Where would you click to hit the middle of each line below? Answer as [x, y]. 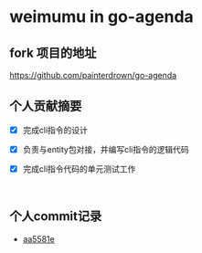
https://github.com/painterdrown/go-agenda [93, 75]
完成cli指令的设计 [55, 130]
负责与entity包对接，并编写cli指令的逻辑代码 [106, 149]
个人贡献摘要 [46, 106]
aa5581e [38, 238]
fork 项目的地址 [53, 53]
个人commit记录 [56, 216]
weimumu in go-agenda [101, 17]
